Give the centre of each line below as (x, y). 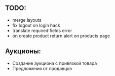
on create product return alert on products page (61, 36)
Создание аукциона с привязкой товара (55, 63)
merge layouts (27, 20)
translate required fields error (42, 30)
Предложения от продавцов (42, 68)
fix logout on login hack (36, 25)
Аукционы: (23, 51)
